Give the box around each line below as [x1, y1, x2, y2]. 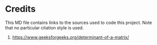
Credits [5, 3, 36, 15]
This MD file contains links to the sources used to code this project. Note [5, 20, 152, 25]
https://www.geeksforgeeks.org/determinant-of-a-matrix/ [12, 34, 129, 40]
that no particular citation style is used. [5, 24, 84, 30]
